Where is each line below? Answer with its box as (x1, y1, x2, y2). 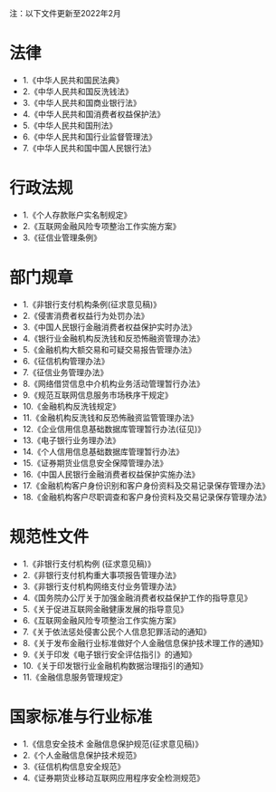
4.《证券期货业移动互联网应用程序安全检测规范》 (22, 772, 205, 783)
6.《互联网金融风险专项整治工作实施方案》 (22, 614, 181, 625)
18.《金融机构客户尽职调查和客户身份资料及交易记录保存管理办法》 (22, 491, 271, 502)
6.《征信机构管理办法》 (22, 355, 110, 366)
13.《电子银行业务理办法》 (22, 434, 120, 446)
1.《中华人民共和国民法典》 (22, 74, 124, 85)
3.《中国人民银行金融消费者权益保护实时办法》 (22, 321, 197, 333)
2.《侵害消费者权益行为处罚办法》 (22, 310, 149, 321)
